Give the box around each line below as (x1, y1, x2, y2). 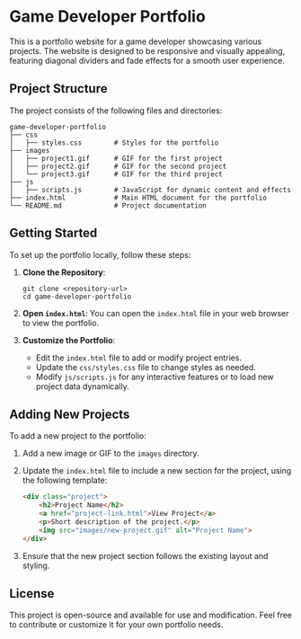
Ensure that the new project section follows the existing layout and (22, 550, 269, 561)
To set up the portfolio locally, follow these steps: (9, 249, 191, 260)
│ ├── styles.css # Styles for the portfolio (9, 138, 219, 147)
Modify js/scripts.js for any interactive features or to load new (35, 371, 274, 382)
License (9, 586, 55, 601)
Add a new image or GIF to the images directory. (22, 448, 199, 459)
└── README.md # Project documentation (9, 200, 207, 210)
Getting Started (9, 226, 98, 241)
